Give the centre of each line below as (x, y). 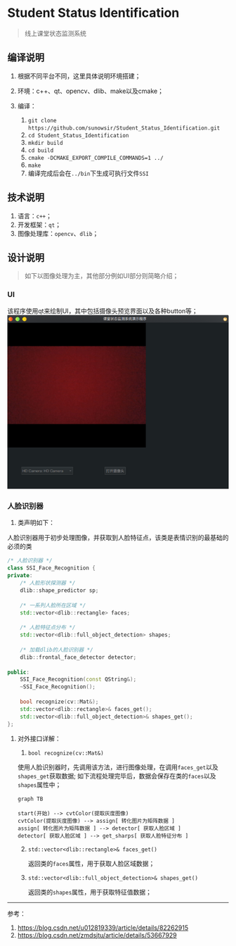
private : (20, 576)
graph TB (30, 799)
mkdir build (45, 143)
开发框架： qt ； (39, 225)
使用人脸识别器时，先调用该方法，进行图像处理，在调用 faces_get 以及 (118, 767)
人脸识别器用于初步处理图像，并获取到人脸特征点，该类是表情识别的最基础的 (118, 538)
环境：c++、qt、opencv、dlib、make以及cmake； (90, 91)
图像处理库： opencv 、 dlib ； (58, 233)
